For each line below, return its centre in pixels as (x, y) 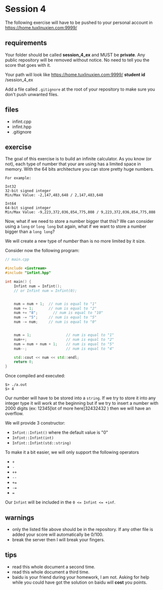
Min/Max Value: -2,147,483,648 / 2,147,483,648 (54, 195)
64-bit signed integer (28, 208)
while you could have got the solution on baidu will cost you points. (80, 582)
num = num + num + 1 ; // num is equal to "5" (64, 344)
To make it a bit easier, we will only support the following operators (72, 452)
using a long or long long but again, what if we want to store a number (76, 226)
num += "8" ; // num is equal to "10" (59, 313)
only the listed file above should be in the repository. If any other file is (82, 529)
